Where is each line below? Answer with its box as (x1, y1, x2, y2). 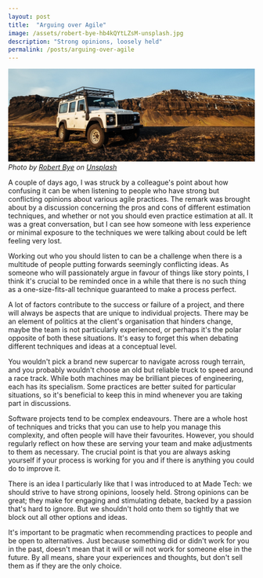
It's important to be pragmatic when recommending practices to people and (8, 528, 253, 537)
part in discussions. (8, 399, 72, 408)
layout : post (8, 13, 51, 20)
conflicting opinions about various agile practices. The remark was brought (8, 195, 250, 204)
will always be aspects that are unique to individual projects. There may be (8, 309, 249, 318)
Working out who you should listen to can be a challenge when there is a (8, 251, 243, 261)
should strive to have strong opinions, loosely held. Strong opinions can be (8, 488, 249, 497)
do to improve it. (8, 464, 61, 474)
